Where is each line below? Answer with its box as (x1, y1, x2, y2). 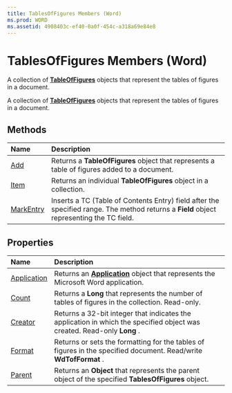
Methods (7, 124, 47, 136)
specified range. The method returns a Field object (51, 205, 216, 214)
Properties (7, 237, 54, 248)
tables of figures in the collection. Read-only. (54, 297, 202, 307)
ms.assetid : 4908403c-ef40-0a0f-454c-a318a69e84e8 (7, 23, 156, 30)
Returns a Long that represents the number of (54, 289, 203, 298)
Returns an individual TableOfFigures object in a (51, 176, 209, 185)
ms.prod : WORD (7, 17, 48, 24)
